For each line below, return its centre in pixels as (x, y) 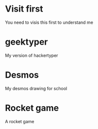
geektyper (26, 42)
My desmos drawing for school (36, 88)
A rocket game (20, 121)
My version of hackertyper (32, 55)
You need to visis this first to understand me (49, 22)
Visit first (24, 9)
